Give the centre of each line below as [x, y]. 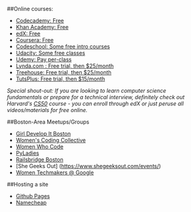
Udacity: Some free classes [50, 53]
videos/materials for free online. [47, 110]
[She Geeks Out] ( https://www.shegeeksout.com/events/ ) [88, 166]
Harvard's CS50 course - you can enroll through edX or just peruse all [95, 104]
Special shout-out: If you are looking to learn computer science [87, 90]
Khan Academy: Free [42, 27]
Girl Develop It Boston [43, 134]
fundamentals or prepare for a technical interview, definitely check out [96, 97]
